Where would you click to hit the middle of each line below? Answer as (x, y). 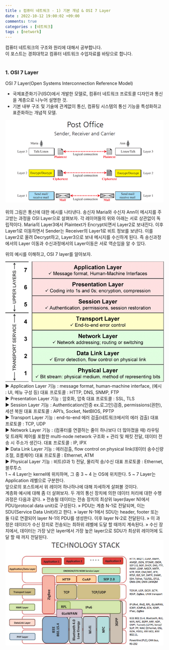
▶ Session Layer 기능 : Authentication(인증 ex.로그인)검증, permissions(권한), (84, 405)
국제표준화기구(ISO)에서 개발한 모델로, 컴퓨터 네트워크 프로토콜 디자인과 (83, 94)
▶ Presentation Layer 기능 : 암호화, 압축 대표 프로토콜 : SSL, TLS (70, 398)
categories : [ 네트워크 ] (29, 27)
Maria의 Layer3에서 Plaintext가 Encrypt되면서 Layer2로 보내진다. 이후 (94, 225)
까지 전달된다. (34, 537)
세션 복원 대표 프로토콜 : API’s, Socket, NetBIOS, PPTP (60, 411)
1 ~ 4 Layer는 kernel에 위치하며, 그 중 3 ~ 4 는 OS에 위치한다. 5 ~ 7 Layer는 (80, 474)
